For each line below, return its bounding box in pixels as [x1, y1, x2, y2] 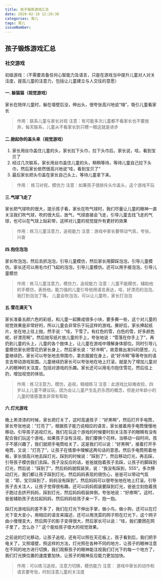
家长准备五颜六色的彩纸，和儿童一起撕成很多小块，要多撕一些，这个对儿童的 [5, 316, 157, 322]
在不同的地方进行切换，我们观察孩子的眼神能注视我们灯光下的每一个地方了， [5, 547, 157, 552]
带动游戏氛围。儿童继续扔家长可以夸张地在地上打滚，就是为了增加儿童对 [13, 359, 157, 364]
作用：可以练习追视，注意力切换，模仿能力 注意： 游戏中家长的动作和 [16, 563, 155, 569]
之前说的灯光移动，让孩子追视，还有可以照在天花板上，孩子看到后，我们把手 [5, 534, 157, 540]
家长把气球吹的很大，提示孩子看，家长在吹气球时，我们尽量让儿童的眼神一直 [5, 206, 157, 212]
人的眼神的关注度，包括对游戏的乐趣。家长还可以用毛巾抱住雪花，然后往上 [5, 364, 153, 371]
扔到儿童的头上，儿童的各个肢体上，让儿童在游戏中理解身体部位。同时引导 [5, 340, 153, 346]
